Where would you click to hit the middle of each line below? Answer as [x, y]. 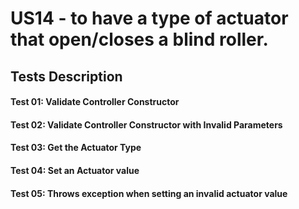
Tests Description [66, 76]
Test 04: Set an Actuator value [75, 170]
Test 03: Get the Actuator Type [76, 148]
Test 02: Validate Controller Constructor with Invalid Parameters [146, 124]
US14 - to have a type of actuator [149, 18]
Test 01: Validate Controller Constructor [95, 102]
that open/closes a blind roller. [139, 39]
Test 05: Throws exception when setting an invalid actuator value [149, 193]
